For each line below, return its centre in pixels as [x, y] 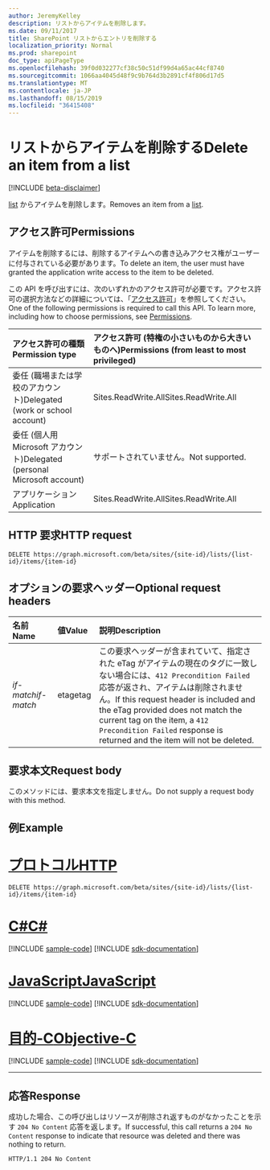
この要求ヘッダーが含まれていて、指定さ [175, 651]
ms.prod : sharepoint [43, 53]
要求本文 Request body [65, 770]
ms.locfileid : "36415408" [51, 105]
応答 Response [45, 1096]
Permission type [45, 354]
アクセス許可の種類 [49, 344]
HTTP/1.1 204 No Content [50, 1160]
